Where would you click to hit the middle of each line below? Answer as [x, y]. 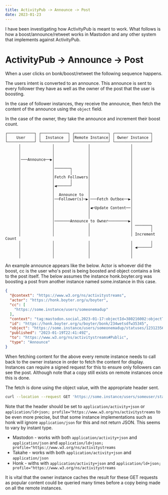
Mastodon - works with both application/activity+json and [75, 437]
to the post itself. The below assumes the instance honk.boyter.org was [79, 276]
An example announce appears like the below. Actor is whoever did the [78, 266]
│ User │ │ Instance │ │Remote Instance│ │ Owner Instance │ [79, 138]
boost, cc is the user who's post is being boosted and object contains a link [83, 271]
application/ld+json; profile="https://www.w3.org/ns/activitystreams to [83, 412]
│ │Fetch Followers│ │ [76, 177]
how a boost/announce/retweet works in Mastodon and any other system [81, 34]
